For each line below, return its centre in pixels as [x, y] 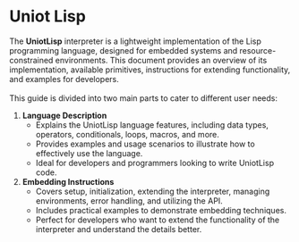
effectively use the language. [89, 153]
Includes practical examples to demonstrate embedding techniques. [161, 210]
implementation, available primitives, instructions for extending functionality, [150, 70]
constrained [31, 60]
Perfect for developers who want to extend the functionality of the [158, 220]
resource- [258, 50]
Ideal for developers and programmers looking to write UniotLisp [155, 163]
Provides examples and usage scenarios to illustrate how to [145, 144]
